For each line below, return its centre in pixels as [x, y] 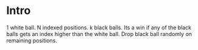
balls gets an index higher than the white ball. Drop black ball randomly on [99, 34]
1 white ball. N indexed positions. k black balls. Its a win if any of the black [99, 27]
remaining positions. [32, 40]
